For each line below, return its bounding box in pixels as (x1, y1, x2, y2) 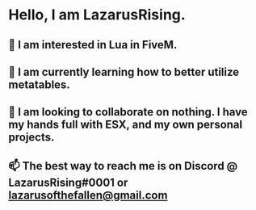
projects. (8, 131, 55, 145)
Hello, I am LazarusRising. (8, 6, 186, 24)
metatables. (8, 78, 70, 91)
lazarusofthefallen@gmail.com (8, 188, 168, 202)
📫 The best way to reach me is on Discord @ (8, 159, 238, 173)
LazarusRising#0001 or (8, 175, 128, 189)
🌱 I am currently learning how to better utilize (8, 65, 240, 78)
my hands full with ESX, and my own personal (8, 118, 243, 132)
